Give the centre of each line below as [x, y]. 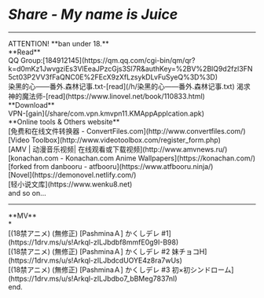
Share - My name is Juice [93, 15]
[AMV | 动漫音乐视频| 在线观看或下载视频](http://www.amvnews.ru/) [118, 149]
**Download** [31, 105]
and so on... [27, 193]
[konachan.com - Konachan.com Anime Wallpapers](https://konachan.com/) [132, 158]
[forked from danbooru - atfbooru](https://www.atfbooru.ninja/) [111, 166]
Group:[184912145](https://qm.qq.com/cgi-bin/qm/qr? [108, 60]
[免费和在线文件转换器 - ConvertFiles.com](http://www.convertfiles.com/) [127, 131]
